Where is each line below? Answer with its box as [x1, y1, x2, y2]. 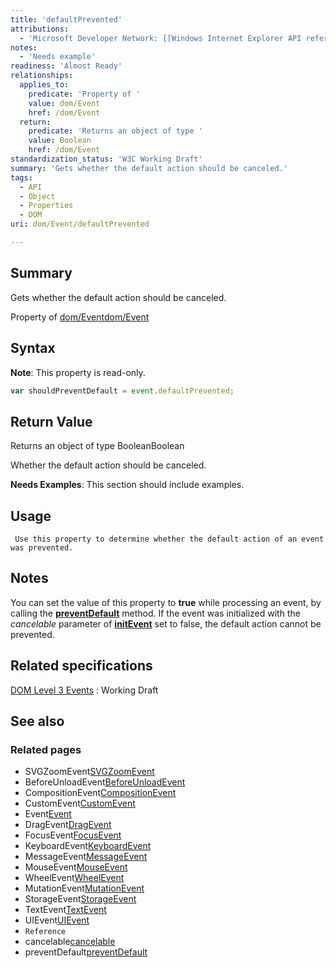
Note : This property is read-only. [10, 366, 146, 378]
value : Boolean [28, 136, 92, 146]
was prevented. [10, 543, 74, 553]
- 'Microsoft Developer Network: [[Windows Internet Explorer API [19, 33, 302, 43]
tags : [10, 172, 33, 183]
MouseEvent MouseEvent [24, 861, 128, 873]
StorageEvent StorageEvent [24, 893, 137, 905]
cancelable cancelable [24, 936, 116, 948]
